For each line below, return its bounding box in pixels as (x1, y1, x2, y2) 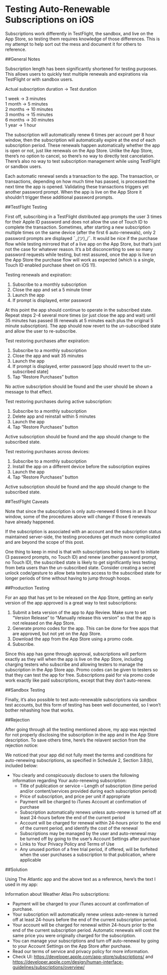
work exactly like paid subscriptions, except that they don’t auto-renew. (5, 677, 152, 683)
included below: (5, 762, 38, 768)
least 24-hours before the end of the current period (19, 814, 126, 820)
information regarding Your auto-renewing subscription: (12, 777, 127, 783)
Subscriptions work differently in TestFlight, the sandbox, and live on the (5, 30, 154, 36)
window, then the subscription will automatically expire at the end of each (5, 137, 156, 143)
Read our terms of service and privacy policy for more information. (12, 948, 149, 954)
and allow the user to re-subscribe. (5, 328, 77, 334)
